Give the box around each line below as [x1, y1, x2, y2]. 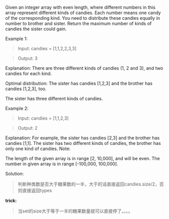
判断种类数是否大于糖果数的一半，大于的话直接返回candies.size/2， [17, 181, 160, 187]
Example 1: [5, 35, 28, 42]
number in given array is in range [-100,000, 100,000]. [5, 161, 118, 167]
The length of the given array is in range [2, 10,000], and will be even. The [5, 156, 160, 161]
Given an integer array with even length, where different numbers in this [5, 5, 156, 10]
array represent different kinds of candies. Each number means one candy [5, 10, 161, 16]
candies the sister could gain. [5, 26, 67, 32]
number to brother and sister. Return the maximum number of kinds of [5, 20, 152, 26]
